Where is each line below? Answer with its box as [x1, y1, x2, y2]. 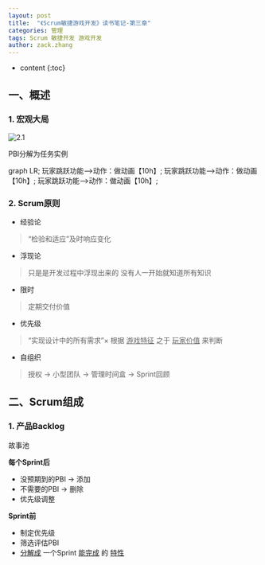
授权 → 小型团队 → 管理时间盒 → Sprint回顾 [27, 369, 170, 379]
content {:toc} [19, 63, 66, 72]
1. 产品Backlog [8, 421, 65, 432]
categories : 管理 [8, 26, 64, 34]
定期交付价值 [27, 302, 70, 311]
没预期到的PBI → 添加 [19, 474, 91, 484]
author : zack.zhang [8, 41, 73, 49]
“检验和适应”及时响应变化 [27, 234, 111, 244]
